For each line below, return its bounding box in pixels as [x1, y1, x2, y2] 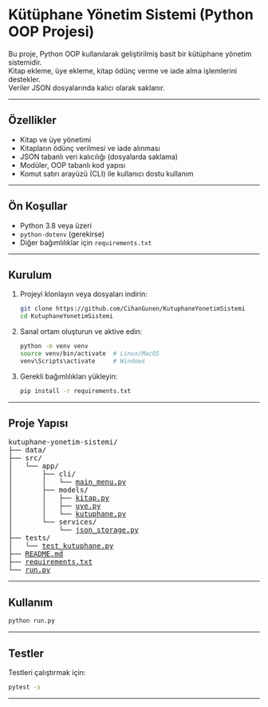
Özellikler [8, 113, 57, 127]
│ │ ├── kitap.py [8, 494, 110, 502]
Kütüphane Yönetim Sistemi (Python [8, 6, 254, 24]
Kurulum [8, 268, 53, 281]
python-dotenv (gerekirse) [19, 229, 105, 239]
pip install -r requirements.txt [19, 387, 132, 395]
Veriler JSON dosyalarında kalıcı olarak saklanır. [8, 82, 165, 93]
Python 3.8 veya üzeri [19, 220, 92, 230]
